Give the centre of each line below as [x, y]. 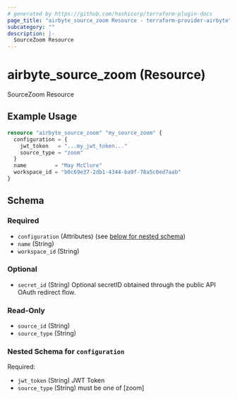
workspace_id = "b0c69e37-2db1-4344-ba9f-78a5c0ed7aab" [97, 172]
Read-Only [26, 310]
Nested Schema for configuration [66, 352]
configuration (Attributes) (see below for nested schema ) [101, 236]
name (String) [36, 243]
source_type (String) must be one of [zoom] [81, 388]
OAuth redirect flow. [47, 292]
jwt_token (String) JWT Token [61, 381]
